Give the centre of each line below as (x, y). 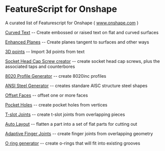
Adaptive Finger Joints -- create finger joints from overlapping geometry (79, 133)
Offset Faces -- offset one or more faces (47, 95)
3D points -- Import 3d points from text (45, 51)
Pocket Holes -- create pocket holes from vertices (56, 104)
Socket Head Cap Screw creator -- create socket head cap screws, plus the (82, 61)
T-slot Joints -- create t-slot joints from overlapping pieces (65, 114)
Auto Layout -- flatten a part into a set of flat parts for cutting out (71, 124)
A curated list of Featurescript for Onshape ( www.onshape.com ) (72, 23)
